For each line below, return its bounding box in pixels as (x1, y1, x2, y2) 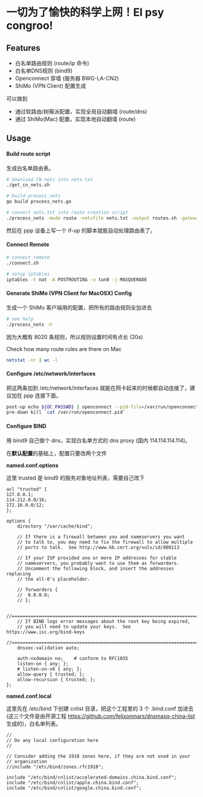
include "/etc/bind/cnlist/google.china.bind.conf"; (6, 785, 142, 791)
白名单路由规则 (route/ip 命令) (14, 60, 89, 66)
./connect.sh (6, 260, 39, 266)
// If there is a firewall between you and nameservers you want (17, 534, 185, 540)
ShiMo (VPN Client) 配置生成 (14, 82, 86, 89)
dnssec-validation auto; (17, 645, 80, 651)
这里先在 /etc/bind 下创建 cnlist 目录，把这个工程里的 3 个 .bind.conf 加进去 (6, 705, 194, 712)
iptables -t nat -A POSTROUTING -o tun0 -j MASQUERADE (6, 276, 147, 283)
